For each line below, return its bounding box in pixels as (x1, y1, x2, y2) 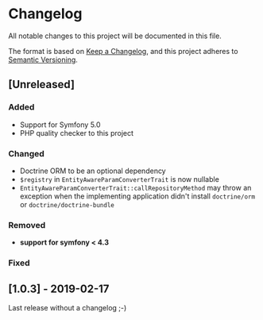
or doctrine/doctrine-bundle (19, 199, 115, 209)
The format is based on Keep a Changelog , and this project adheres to (8, 46, 238, 56)
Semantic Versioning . (8, 55, 78, 64)
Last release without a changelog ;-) (8, 303, 127, 312)
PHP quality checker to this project (19, 128, 133, 137)
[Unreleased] (8, 78, 75, 91)
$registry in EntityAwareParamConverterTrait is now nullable (19, 174, 220, 183)
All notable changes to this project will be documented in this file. (8, 31, 222, 40)
